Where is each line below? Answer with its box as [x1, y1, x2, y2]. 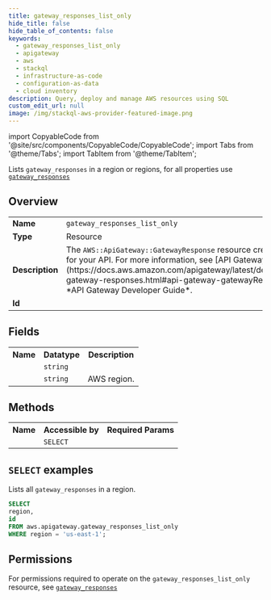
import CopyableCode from [8, 132, 99, 141]
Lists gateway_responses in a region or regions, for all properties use [8, 165, 233, 174]
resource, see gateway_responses [8, 582, 118, 592]
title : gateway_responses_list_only [8, 11, 131, 20]
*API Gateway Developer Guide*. [65, 284, 193, 296]
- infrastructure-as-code [15, 72, 103, 80]
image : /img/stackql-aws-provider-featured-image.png [8, 110, 194, 118]
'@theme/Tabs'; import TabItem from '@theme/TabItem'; [8, 149, 197, 158]
